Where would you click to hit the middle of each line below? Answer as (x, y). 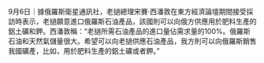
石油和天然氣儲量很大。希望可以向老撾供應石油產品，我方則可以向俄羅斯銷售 (132, 41)
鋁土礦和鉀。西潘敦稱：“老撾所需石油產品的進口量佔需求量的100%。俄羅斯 (129, 31)
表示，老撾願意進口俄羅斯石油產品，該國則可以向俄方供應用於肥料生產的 (139, 21)
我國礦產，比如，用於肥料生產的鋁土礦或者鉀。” (84, 51)
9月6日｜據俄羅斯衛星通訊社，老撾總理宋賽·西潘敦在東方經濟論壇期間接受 (127, 11)
